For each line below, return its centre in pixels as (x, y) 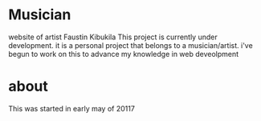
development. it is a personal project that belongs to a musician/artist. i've (130, 45)
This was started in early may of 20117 (71, 108)
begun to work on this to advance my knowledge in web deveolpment (124, 54)
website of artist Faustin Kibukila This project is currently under (113, 37)
